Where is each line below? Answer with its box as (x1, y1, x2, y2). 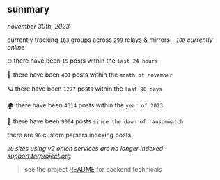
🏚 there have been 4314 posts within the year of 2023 (7, 100, 164, 109)
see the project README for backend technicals (24, 165, 162, 173)
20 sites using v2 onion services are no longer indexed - (7, 144, 168, 152)
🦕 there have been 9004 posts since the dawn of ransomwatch (7, 117, 184, 126)
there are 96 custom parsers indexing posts (7, 130, 132, 139)
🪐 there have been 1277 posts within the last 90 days (7, 84, 162, 93)
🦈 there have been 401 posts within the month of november (7, 70, 173, 79)
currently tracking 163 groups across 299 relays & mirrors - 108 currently (7, 36, 214, 44)
